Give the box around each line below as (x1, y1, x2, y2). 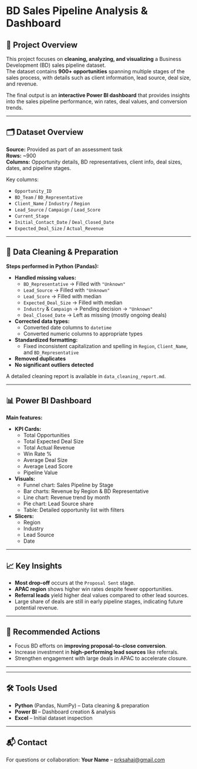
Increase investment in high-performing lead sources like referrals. (14, 649, 179, 656)
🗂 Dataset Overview (6, 127, 84, 137)
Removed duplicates (14, 355, 66, 362)
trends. (6, 104, 23, 111)
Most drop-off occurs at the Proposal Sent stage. (14, 579, 135, 587)
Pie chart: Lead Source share (23, 500, 94, 508)
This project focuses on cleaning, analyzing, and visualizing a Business (6, 56, 182, 62)
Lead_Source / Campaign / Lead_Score (14, 206, 101, 213)
